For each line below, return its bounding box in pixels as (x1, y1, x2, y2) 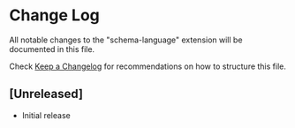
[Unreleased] (9, 87, 84, 102)
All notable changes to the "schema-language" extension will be (9, 34, 243, 45)
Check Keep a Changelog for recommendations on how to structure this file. (9, 61, 287, 72)
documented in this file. (9, 43, 95, 54)
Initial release (21, 109, 71, 120)
